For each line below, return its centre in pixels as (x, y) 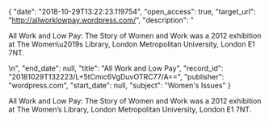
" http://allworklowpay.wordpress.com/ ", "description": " (101, 20)
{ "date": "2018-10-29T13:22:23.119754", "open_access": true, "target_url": (132, 12)
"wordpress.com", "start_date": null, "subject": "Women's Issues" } (120, 85)
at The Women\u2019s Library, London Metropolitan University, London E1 (132, 44)
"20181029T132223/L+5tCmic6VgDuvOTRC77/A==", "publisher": (116, 77)
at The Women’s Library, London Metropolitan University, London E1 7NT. (130, 109)
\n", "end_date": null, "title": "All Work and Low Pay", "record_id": (116, 68)
